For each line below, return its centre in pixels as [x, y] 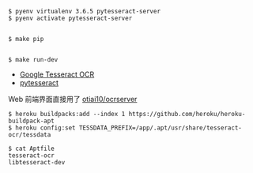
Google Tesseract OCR [57, 74]
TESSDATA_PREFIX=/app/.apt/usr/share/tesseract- [160, 128]
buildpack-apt [32, 121]
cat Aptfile [35, 149]
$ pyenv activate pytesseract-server [70, 18]
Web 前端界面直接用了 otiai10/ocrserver [73, 99]
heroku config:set [46, 128]
